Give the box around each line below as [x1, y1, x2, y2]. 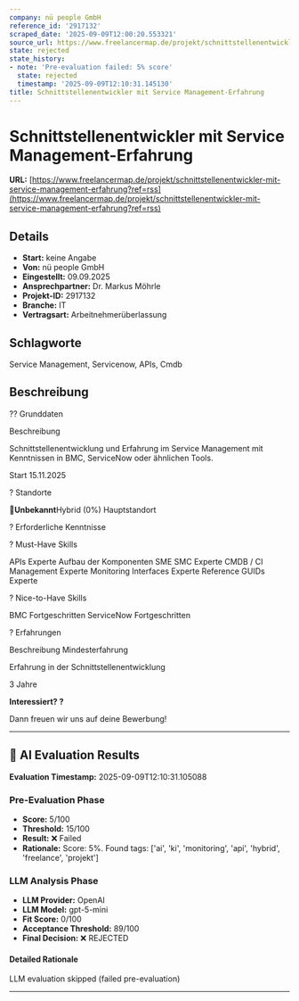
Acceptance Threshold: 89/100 [21, 923, 140, 934]
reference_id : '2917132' [9, 21, 101, 30]
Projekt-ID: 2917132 [21, 291, 96, 302]
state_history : [9, 54, 66, 63]
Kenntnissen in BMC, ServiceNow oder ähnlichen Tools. [9, 452, 214, 463]
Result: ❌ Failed [21, 832, 82, 843]
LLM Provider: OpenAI [21, 895, 105, 906]
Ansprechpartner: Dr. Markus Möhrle [21, 281, 161, 292]
